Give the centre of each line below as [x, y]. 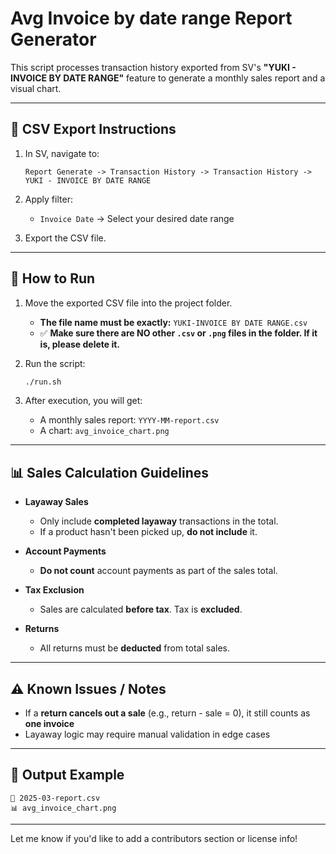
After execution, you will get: [83, 401]
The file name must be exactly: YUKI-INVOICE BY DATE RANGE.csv [173, 322]
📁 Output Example [67, 775]
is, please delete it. [80, 344]
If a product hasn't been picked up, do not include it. [148, 532]
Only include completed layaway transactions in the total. [159, 521]
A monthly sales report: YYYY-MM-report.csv [129, 420]
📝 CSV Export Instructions [93, 129]
